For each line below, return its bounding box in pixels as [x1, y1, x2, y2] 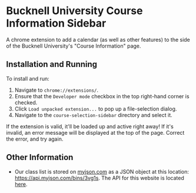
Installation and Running [6, 59, 98, 69]
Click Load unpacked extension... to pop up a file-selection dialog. [14, 105, 177, 112]
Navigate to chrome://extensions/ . [14, 86, 99, 94]
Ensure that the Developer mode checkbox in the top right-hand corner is [14, 92, 190, 99]
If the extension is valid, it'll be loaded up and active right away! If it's [6, 122, 174, 130]
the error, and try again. [6, 135, 64, 142]
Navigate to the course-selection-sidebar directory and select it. [14, 111, 172, 118]
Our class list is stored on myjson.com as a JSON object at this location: [14, 168, 190, 175]
